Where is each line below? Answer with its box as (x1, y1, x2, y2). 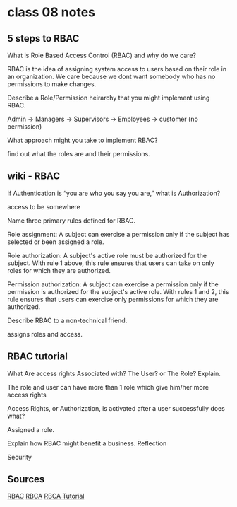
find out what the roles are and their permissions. (7, 150, 150, 158)
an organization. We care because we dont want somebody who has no (7, 72, 216, 81)
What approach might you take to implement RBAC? (7, 136, 158, 144)
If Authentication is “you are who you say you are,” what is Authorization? (7, 189, 221, 197)
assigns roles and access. (7, 330, 83, 338)
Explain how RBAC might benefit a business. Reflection (7, 439, 167, 448)
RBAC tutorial (7, 351, 68, 363)
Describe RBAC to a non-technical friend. (7, 316, 128, 325)
